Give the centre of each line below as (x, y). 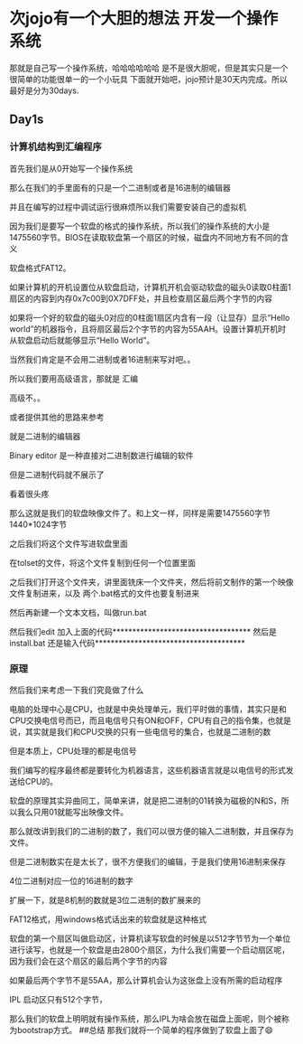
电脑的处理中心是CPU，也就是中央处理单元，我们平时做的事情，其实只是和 (148, 709)
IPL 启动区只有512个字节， (59, 999)
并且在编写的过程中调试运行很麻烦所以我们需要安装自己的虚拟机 (128, 207)
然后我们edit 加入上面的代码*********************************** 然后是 (143, 631)
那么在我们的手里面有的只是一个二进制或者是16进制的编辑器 (120, 187)
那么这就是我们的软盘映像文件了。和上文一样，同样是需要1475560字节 (140, 513)
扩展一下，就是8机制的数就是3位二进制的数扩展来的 (105, 899)
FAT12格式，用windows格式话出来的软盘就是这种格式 (108, 919)
